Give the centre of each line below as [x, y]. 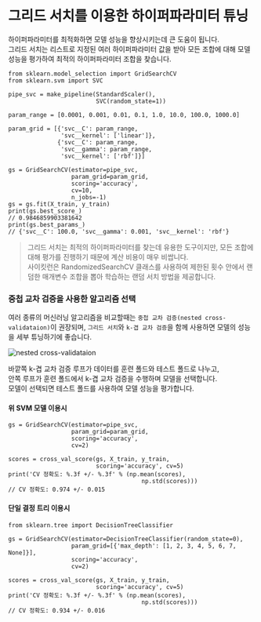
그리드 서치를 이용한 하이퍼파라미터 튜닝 [129, 16]
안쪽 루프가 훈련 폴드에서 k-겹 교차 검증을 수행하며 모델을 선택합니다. [113, 379]
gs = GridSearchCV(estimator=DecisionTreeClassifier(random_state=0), [126, 539]
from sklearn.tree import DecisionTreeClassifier [91, 525]
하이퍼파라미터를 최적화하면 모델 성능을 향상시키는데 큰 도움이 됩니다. [114, 39]
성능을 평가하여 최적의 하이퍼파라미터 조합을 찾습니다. [90, 59]
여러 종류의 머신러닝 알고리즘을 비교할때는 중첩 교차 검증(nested [105, 318]
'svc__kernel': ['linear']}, [108, 135]
